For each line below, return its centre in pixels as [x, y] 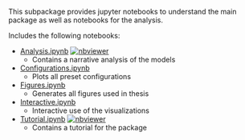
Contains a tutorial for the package [89, 128]
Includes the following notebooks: [64, 36]
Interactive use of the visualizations [91, 110]
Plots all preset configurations [81, 76]
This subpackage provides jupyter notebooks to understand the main [122, 12]
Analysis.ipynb [44, 51]
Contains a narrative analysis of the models [104, 60]
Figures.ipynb [43, 85]
